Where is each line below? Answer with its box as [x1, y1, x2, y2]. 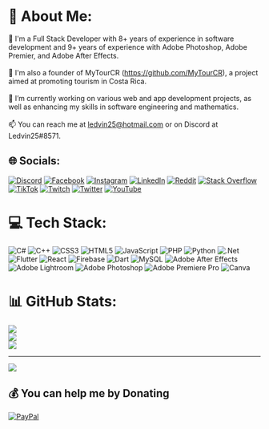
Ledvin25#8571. [8, 131, 62, 140]
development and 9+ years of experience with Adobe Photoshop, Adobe [8, 42, 248, 51]
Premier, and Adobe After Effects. [8, 51, 119, 60]
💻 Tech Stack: [8, 213, 107, 232]
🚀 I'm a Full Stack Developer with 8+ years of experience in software [8, 34, 235, 43]
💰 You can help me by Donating [8, 387, 170, 400]
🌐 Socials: [8, 154, 61, 168]
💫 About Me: [8, 7, 93, 26]
